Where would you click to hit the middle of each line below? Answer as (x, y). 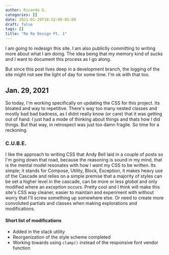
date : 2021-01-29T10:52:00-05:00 (41, 19)
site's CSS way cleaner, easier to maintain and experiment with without (80, 193)
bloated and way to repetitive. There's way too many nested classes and (81, 108)
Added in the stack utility (39, 232)
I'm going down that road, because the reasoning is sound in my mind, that (84, 160)
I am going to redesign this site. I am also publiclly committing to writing (80, 48)
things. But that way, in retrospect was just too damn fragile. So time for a (82, 124)
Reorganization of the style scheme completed (62, 237)
